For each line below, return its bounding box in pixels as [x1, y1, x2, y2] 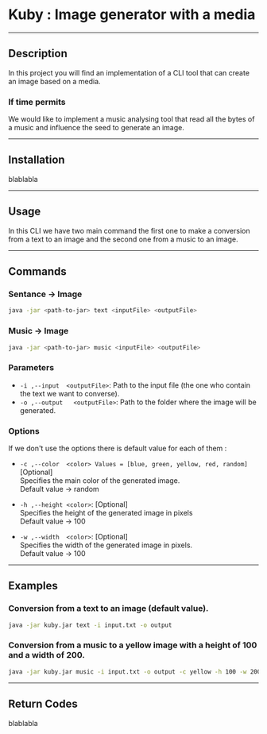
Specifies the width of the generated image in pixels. [19, 540, 193, 550]
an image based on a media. [8, 76, 101, 86]
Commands [8, 265, 68, 279]
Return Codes [8, 697, 78, 711]
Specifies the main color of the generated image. [19, 476, 180, 485]
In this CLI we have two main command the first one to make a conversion [8, 226, 250, 235]
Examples [8, 579, 58, 593]
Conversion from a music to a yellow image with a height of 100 [8, 639, 257, 651]
